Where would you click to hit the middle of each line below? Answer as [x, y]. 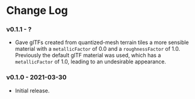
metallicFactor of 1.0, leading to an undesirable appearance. [91, 62]
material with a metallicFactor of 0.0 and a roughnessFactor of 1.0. [97, 49]
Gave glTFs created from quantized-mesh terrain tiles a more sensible [102, 42]
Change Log [37, 11]
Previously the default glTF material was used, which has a [88, 56]
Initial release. [32, 91]
